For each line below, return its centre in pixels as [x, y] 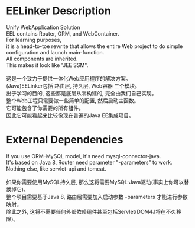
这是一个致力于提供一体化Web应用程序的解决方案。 [69, 78]
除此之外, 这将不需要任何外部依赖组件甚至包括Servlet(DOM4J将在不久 [91, 211]
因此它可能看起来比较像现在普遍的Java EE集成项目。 [70, 115]
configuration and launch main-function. [55, 52]
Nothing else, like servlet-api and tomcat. [56, 168]
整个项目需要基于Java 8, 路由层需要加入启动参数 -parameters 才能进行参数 [97, 197]
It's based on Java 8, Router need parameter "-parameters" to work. [89, 162]
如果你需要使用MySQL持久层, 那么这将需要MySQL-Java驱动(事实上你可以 [95, 182]
